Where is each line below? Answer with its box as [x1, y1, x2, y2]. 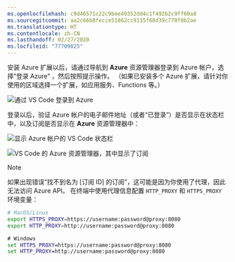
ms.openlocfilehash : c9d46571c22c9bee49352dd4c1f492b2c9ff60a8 [7, 10, 197, 18]
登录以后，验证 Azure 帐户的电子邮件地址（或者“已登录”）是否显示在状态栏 [7, 110, 225, 119]
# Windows [7, 235, 37, 242]
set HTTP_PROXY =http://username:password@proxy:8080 [7, 248, 165, 255]
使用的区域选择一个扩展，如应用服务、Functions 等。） [7, 81, 164, 89]
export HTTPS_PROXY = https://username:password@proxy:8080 [7, 216, 181, 223]
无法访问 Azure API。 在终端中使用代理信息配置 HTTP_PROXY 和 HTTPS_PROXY [7, 187, 222, 195]
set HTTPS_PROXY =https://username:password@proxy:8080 [7, 242, 172, 249]
